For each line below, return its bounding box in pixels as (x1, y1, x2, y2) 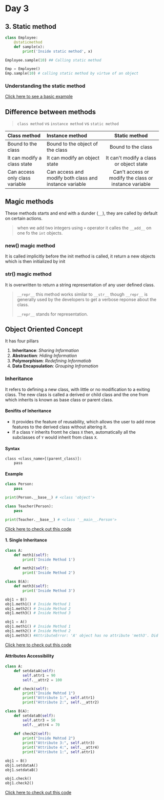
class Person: (5, 481, 34, 487)
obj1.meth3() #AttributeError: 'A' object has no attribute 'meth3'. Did (5, 633, 159, 638)
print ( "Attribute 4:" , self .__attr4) (22, 745, 99, 750)
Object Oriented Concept (5, 325, 83, 334)
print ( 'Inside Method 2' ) (22, 570, 76, 576)
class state (7, 160, 33, 167)
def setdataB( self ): (14, 713, 56, 718)
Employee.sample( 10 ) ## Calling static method (5, 58, 102, 62)
